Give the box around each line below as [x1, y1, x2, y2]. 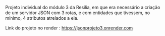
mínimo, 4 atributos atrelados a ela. [5, 15, 79, 21]
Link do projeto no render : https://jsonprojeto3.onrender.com [5, 25, 133, 31]
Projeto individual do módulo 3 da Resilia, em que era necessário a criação [5, 5, 160, 10]
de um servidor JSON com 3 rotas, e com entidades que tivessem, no [5, 10, 150, 16]
